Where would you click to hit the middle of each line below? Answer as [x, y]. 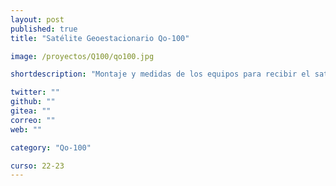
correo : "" [33, 120]
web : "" [26, 129]
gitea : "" [31, 111]
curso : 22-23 [37, 166]
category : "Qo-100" [51, 147]
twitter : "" [35, 92]
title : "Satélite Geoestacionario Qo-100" [100, 38]
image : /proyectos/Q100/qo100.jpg [82, 56]
